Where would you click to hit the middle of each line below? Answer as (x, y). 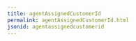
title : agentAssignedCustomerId (54, 14)
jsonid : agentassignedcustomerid (56, 26)
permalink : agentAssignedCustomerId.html (68, 20)
